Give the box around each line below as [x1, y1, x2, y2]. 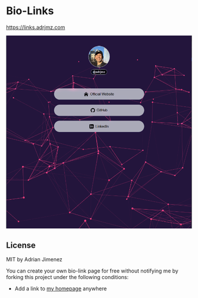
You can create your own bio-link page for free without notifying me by [6, 267, 179, 274]
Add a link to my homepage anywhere [14, 285, 107, 292]
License [6, 240, 36, 250]
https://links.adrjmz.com [6, 24, 65, 31]
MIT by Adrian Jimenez [6, 255, 63, 263]
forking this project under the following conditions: [6, 273, 129, 280]
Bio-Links [6, 4, 54, 18]
